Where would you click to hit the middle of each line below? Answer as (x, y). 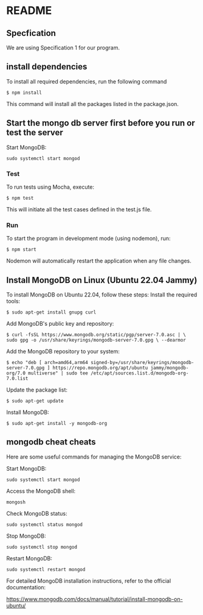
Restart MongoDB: (29, 558)
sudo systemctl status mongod (45, 524)
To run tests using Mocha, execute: (50, 187)
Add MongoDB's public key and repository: (60, 324)
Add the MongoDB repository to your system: (63, 351)
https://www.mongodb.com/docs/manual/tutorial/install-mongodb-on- (95, 599)
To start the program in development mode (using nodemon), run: (89, 239)
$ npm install (24, 93)
